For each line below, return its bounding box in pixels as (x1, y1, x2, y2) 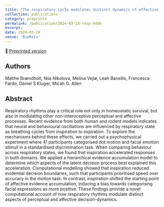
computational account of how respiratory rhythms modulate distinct (5, 191, 143, 197)
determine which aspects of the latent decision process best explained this (5, 160, 157, 166)
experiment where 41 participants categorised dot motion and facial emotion (5, 139, 159, 145)
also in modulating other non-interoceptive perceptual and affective (5, 113, 141, 119)
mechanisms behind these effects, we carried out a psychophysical (5, 133, 141, 140)
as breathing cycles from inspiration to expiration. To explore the (5, 129, 135, 134)
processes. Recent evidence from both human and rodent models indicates (5, 118, 157, 124)
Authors (5, 62, 31, 71)
